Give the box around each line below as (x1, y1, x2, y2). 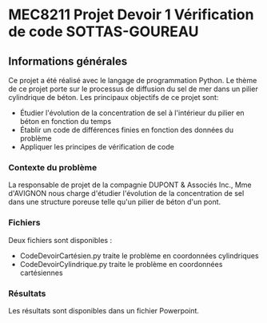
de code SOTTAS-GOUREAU (8, 22, 199, 41)
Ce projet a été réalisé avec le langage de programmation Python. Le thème (8, 76, 257, 85)
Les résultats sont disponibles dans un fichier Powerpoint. (8, 305, 200, 315)
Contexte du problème (8, 161, 98, 173)
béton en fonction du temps (19, 117, 112, 126)
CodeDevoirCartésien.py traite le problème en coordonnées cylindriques (19, 250, 259, 261)
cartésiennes (19, 268, 63, 277)
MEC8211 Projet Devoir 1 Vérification (8, 6, 254, 24)
